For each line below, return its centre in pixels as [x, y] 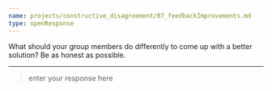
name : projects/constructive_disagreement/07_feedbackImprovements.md [130, 16]
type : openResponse [41, 23]
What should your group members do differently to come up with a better [130, 46]
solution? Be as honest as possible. [67, 55]
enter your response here [70, 78]
